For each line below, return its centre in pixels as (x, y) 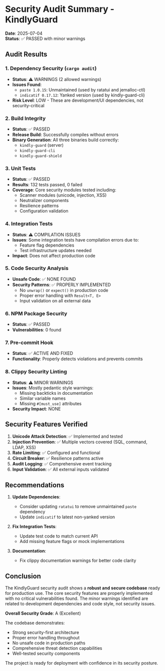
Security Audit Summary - (60, 9)
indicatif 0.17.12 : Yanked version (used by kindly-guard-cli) (82, 95)
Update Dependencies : (36, 497)
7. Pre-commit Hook (29, 343)
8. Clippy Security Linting (36, 372)
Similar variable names (43, 398)
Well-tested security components (46, 654)
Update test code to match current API (59, 536)
